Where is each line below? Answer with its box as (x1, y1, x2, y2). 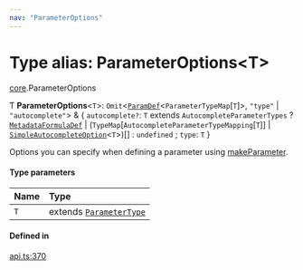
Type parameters (9, 167, 76, 178)
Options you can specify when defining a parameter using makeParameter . (9, 146, 289, 157)
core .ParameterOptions (9, 82, 97, 93)
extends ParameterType (48, 205, 147, 217)
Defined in (9, 230, 50, 241)
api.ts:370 (9, 250, 47, 261)
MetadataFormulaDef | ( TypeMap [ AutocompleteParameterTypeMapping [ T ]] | (9, 119, 271, 130)
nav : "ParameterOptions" (9, 13, 103, 23)
